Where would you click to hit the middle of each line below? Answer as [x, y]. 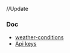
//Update [17, 9]
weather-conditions [39, 37]
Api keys [26, 44]
